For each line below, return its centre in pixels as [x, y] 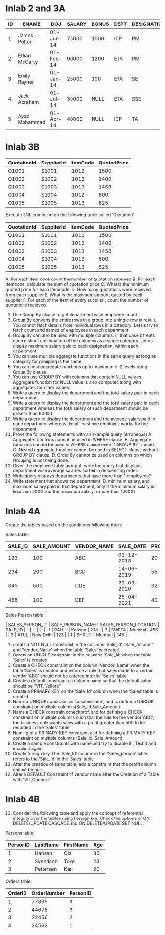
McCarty [28, 62]
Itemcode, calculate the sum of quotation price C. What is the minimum [77, 284]
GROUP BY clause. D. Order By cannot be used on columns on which [82, 455]
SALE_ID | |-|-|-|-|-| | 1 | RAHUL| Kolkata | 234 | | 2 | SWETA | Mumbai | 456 [82, 630]
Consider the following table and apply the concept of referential [78, 813]
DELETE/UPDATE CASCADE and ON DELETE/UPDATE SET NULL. [78, 823]
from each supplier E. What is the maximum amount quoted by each [74, 295]
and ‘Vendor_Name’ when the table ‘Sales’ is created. [66, 650]
